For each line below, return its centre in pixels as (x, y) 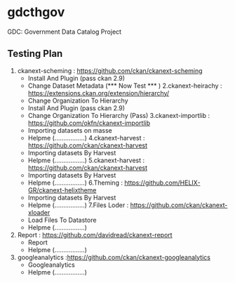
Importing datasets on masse (70, 130)
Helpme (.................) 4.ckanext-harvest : (86, 138)
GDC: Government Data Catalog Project (64, 32)
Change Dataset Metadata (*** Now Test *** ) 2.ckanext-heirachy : (125, 86)
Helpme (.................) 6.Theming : (75, 183)
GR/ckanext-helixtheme (62, 190)
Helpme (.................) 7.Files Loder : (78, 205)
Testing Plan (35, 54)
